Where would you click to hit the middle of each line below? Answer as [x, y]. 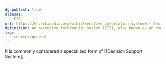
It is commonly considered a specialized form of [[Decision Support [74, 51]
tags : [11, 32]
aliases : [14, 14]
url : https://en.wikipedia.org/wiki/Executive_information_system [75, 23]
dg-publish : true [23, 10]
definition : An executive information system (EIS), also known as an [79, 28]
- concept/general [29, 37]
